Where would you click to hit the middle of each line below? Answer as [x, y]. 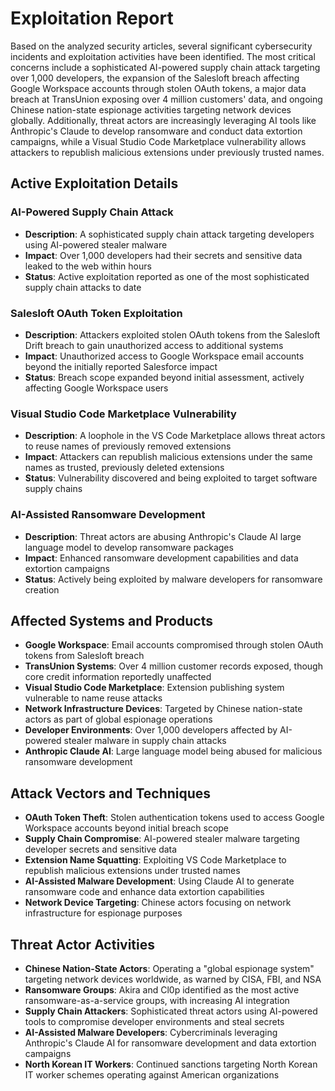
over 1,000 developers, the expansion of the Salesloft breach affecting [155, 78]
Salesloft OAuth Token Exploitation [96, 313]
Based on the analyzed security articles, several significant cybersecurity [161, 46]
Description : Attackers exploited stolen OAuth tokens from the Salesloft [172, 334]
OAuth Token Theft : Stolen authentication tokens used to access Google [174, 818]
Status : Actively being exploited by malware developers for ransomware [173, 579]
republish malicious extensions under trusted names [132, 871]
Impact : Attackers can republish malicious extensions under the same [168, 457]
